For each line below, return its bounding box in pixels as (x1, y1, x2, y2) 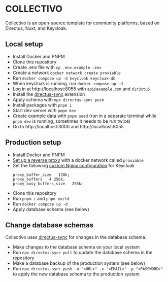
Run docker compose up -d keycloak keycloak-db (12, 75, 116, 81)
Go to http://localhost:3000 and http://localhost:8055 (12, 123, 124, 129)
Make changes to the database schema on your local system (12, 244, 140, 250)
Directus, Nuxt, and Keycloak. (5, 25, 68, 31)
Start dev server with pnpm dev (12, 107, 76, 113)
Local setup (5, 40, 43, 49)
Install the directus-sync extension (12, 91, 85, 97)
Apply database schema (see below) (12, 206, 90, 212)
